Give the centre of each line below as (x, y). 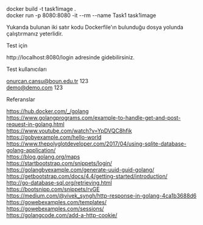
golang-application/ (31, 150)
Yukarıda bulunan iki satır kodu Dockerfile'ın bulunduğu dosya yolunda (95, 27)
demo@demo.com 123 (34, 87)
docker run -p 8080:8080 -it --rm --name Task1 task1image (81, 15)
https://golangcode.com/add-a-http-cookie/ (62, 215)
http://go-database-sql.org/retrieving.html (59, 183)
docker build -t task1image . (41, 9)
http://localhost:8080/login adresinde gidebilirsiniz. (71, 57)
